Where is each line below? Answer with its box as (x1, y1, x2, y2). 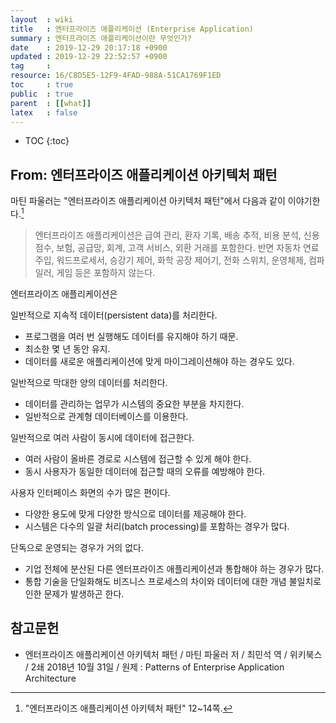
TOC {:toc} (24, 135, 70, 147)
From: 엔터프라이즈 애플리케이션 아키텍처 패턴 (10, 166, 278, 183)
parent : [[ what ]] (10, 98, 92, 108)
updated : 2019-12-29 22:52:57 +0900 (10, 52, 168, 62)
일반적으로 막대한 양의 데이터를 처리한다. (10, 376, 168, 388)
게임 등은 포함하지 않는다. (56, 266, 156, 278)
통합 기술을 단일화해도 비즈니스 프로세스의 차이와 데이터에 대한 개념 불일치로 (24, 575, 322, 587)
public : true (10, 89, 74, 99)
